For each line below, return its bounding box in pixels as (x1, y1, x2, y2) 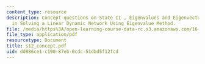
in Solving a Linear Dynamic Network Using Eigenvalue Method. (12, 20, 176, 26)
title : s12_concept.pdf (6, 43, 67, 49)
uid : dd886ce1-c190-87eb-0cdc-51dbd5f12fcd (6, 49, 119, 55)
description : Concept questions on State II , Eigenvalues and (6, 15, 171, 21)
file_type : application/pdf (6, 32, 78, 38)
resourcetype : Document (6, 37, 67, 43)
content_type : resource (6, 9, 67, 15)
